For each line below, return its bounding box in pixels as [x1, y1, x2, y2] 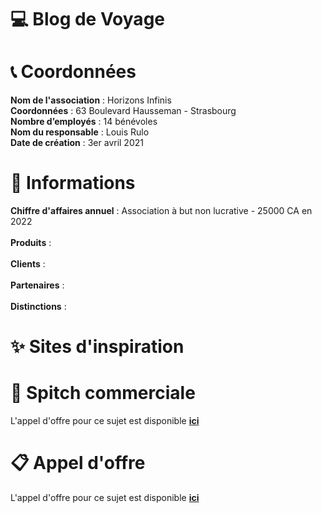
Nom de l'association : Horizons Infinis [10, 94, 172, 106]
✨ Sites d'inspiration [10, 336, 185, 358]
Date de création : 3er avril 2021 [10, 137, 144, 149]
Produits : [10, 237, 52, 249]
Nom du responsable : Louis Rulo [10, 126, 150, 138]
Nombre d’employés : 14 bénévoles [10, 116, 158, 128]
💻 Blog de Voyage [10, 8, 165, 31]
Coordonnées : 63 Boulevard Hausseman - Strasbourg [10, 105, 237, 117]
